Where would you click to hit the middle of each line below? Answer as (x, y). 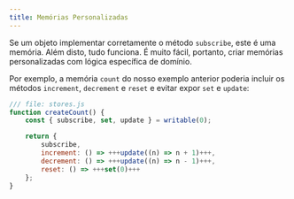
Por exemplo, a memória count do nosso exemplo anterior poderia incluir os (147, 78)
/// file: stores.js (47, 104)
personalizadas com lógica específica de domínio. (101, 61)
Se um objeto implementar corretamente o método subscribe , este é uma (143, 42)
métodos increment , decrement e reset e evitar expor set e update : (129, 88)
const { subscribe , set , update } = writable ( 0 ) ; (119, 120)
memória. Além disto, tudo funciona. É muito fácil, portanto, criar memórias (146, 52)
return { (41, 137)
